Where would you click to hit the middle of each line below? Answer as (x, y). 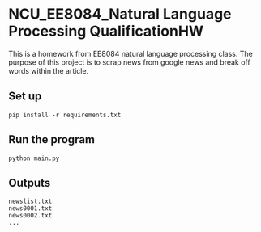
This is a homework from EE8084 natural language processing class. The (130, 53)
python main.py (34, 158)
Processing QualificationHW (106, 31)
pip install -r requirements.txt (65, 115)
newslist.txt (30, 202)
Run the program (52, 139)
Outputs (30, 183)
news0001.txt (30, 209)
